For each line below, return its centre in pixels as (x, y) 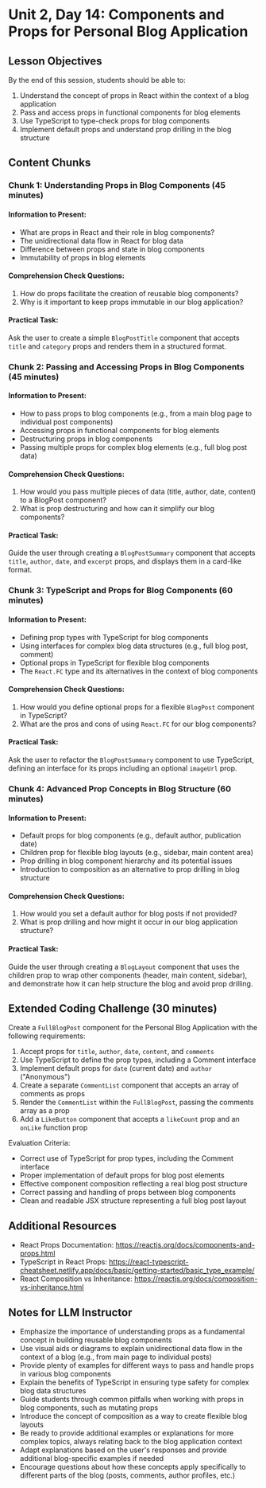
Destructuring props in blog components (86, 439)
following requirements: (47, 1036)
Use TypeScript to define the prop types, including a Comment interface (138, 1060)
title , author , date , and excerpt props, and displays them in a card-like (125, 561)
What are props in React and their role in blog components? (117, 232)
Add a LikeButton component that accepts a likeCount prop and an (129, 1119)
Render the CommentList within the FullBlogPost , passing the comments (137, 1102)
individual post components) (66, 422)
